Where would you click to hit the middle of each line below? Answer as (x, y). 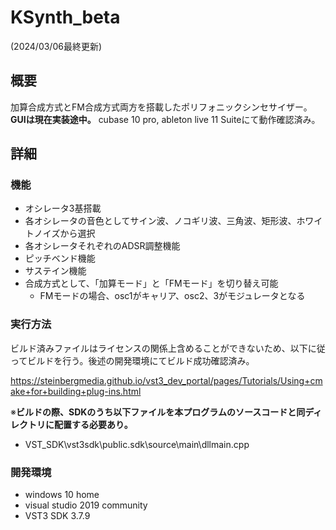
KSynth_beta (65, 17)
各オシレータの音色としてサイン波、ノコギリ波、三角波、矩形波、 (160, 221)
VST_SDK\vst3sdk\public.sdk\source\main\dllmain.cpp (137, 444)
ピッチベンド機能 (60, 258)
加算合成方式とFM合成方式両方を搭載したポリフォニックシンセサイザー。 (161, 107)
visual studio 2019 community (86, 505)
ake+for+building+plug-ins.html (76, 391)
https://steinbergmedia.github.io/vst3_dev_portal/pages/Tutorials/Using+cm (166, 380)
